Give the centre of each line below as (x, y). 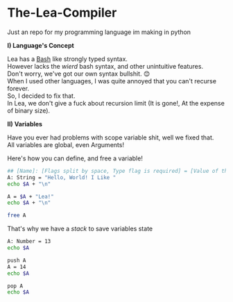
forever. (18, 88)
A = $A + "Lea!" (31, 196)
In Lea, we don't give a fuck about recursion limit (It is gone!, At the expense (116, 103)
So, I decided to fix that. (41, 96)
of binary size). (29, 110)
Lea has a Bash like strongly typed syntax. (68, 59)
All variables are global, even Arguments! (66, 144)
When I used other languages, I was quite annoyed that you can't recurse (112, 81)
